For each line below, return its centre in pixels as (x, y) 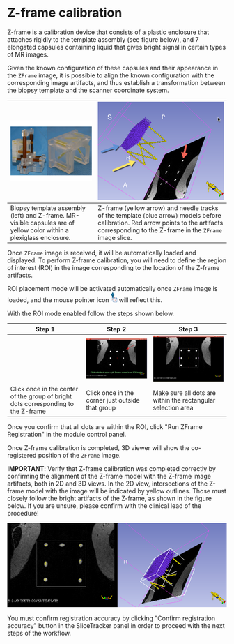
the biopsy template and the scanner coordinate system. (88, 90)
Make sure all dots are (184, 393)
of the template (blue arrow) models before (159, 215)
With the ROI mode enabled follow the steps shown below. (91, 314)
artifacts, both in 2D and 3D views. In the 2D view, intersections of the (107, 484)
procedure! (23, 513)
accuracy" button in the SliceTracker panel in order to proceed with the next (116, 626)
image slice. (115, 237)
